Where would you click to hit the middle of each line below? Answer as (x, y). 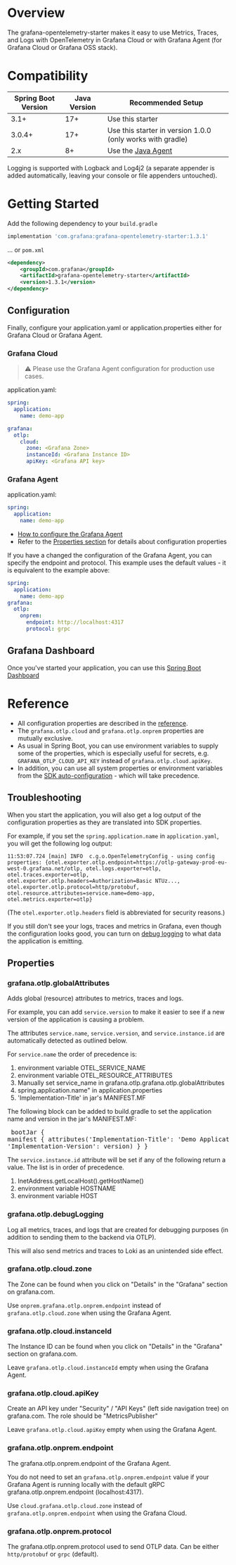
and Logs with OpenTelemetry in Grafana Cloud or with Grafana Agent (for (115, 39)
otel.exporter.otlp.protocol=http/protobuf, (73, 887)
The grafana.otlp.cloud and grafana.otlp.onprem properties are (111, 731)
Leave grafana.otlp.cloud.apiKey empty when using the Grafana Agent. (112, 1430)
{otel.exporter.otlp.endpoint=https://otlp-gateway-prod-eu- (136, 862)
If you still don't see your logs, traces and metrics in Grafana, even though (114, 926)
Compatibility (48, 76)
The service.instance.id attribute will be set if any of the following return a (117, 1160)
